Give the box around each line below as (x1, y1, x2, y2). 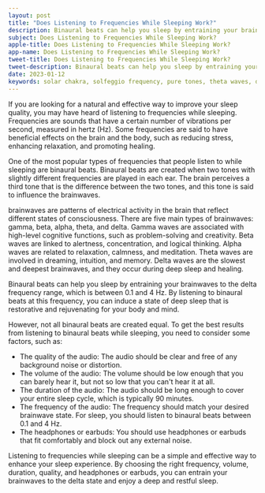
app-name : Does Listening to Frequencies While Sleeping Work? (8, 48, 221, 56)
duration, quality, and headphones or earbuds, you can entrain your (8, 467, 228, 477)
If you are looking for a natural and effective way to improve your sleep (8, 99, 238, 109)
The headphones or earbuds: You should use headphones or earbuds (19, 427, 247, 436)
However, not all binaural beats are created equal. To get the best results (8, 319, 244, 329)
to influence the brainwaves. (8, 190, 101, 200)
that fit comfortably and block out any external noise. (19, 435, 192, 445)
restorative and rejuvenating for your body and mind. (8, 304, 180, 314)
